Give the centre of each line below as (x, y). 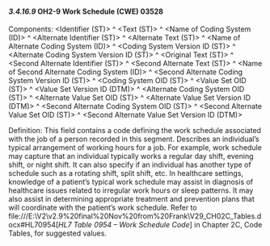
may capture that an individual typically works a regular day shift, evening (131, 156)
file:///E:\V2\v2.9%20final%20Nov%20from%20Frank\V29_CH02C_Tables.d (135, 216)
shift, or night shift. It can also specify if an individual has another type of (130, 165)
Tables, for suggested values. (58, 233)
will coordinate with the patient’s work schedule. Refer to (103, 208)
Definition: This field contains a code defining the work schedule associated (135, 131)
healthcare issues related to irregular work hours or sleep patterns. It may (131, 190)
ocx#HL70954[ (34, 225)
